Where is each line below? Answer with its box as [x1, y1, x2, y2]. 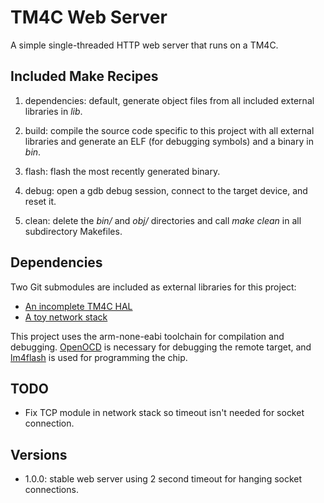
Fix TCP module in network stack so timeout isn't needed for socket [24, 407, 305, 419]
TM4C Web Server [10, 6, 168, 29]
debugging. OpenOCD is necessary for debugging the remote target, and [10, 341, 312, 353]
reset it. [24, 195, 57, 207]
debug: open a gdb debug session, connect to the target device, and [24, 184, 308, 196]
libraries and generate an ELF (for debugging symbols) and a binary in [24, 135, 314, 147]
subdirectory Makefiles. [24, 225, 123, 237]
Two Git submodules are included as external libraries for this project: [10, 281, 297, 293]
